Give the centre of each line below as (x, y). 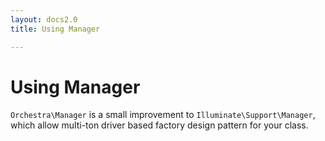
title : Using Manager (55, 29)
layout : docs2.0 (44, 19)
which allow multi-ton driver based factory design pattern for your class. (159, 125)
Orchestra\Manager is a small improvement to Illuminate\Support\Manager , (163, 115)
